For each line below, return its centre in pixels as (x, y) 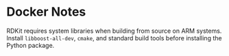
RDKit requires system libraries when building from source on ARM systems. (114, 31)
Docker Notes (46, 12)
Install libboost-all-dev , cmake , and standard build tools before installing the (114, 38)
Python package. (31, 45)
